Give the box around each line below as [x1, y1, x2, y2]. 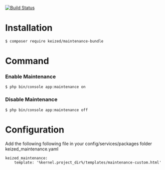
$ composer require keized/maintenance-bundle [5, 38, 104, 43]
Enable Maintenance [5, 73, 56, 80]
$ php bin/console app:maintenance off [5, 107, 88, 112]
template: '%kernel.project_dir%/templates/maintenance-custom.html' [14, 160, 162, 165]
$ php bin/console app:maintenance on [5, 84, 86, 89]
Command [5, 55, 49, 67]
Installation [5, 22, 53, 33]
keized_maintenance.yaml [5, 145, 59, 152]
